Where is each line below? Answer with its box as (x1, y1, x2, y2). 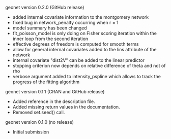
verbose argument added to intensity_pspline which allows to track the (12, 74, 161, 79)
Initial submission (12, 129, 49, 135)
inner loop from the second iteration (12, 36, 89, 42)
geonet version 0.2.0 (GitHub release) (5, 5, 84, 10)
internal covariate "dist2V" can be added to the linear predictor (12, 57, 145, 63)
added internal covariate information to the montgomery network (12, 14, 149, 20)
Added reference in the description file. (12, 98, 95, 105)
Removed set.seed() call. (12, 109, 65, 115)
